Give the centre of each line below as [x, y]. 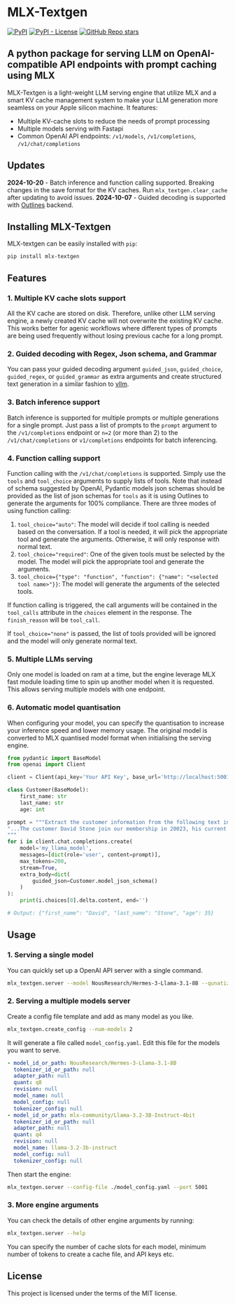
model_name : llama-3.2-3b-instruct [65, 1148]
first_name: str [44, 797]
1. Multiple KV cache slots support [66, 298]
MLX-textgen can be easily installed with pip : [72, 244]
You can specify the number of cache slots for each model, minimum [107, 1246]
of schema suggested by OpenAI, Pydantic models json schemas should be [116, 488]
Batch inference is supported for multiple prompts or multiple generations [113, 418]
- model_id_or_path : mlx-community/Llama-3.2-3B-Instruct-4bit [101, 1115]
